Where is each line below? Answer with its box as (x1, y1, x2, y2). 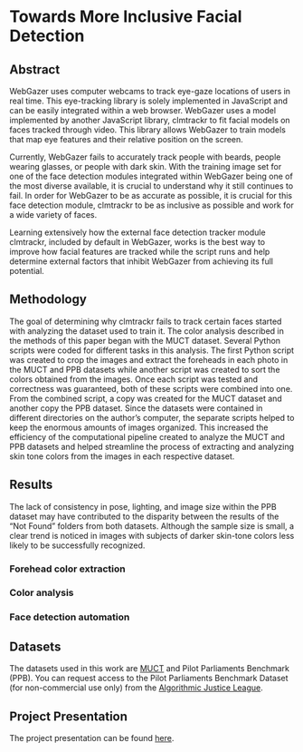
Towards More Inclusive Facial (9, 6, 242, 27)
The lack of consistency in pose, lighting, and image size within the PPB (9, 501, 278, 512)
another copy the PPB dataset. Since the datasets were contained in (9, 402, 263, 414)
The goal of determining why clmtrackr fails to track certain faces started (9, 316, 282, 327)
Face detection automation (9, 610, 130, 623)
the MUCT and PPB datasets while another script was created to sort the (9, 364, 280, 375)
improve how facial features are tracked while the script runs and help (9, 247, 270, 257)
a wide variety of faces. (9, 210, 98, 220)
